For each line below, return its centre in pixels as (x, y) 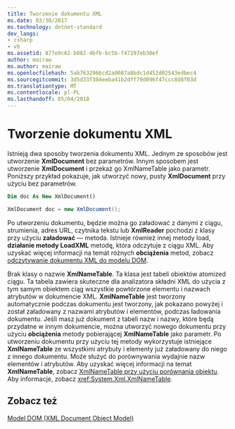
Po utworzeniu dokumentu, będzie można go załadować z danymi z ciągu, (115, 222)
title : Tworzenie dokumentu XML (55, 14)
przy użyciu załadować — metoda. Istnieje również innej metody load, (109, 238)
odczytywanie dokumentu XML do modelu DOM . (78, 260)
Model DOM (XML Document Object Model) (71, 418)
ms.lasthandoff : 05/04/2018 (49, 99)
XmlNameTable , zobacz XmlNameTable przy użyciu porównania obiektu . (113, 371)
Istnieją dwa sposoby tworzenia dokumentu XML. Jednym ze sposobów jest (118, 153)
